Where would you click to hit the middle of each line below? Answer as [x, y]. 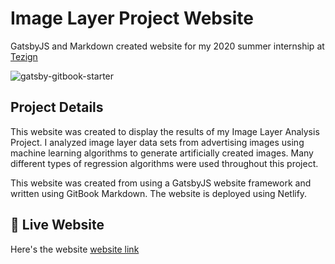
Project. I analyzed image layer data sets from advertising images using [157, 142]
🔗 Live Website [57, 225]
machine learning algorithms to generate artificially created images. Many [162, 153]
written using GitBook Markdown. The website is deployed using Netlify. [159, 193]
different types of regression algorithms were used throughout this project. [164, 163]
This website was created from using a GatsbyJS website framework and [161, 183]
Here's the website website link [75, 249]
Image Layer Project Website [132, 18]
